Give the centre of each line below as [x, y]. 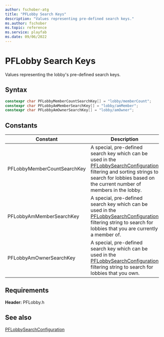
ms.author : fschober [26, 23]
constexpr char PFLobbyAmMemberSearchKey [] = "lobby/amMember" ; [72, 105]
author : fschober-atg [27, 10]
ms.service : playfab [26, 32]
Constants [21, 125]
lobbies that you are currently [124, 229]
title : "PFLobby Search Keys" [36, 14]
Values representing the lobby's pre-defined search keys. [63, 74]
